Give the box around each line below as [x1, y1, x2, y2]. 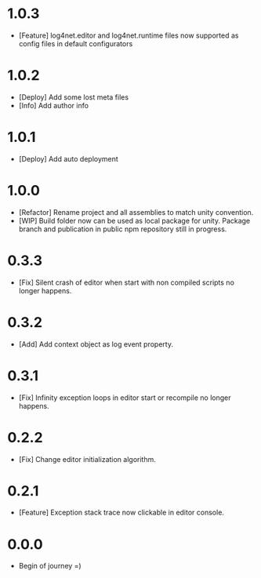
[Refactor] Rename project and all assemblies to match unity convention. [18, 207, 254, 216]
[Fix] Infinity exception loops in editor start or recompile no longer [18, 393, 231, 402]
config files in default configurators [18, 38, 133, 48]
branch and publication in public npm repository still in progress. [18, 224, 227, 234]
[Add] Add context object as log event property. [18, 339, 174, 349]
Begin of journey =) [18, 562, 82, 571]
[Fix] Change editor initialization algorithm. [18, 454, 156, 463]
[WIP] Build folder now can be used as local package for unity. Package [18, 216, 251, 225]
